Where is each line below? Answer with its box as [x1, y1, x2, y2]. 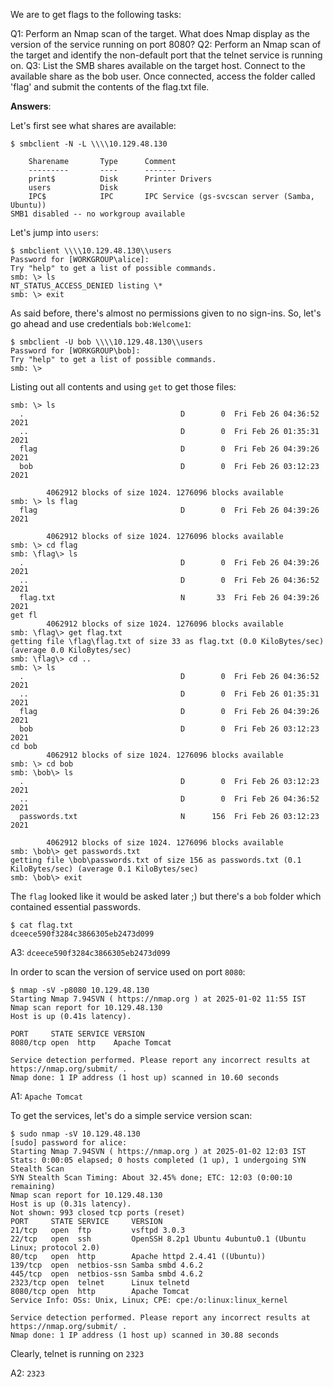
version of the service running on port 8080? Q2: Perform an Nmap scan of [10, 39, 322, 50]
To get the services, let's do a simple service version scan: [10, 1110, 253, 1121]
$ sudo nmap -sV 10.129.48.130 [10, 1129, 141, 1139]
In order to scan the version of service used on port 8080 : [10, 966, 246, 978]
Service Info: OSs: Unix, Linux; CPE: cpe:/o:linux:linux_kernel [10, 1295, 288, 1305]
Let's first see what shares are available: [10, 120, 177, 131]
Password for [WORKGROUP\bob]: [10, 346, 141, 356]
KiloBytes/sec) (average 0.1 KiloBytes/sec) [10, 864, 199, 874]
